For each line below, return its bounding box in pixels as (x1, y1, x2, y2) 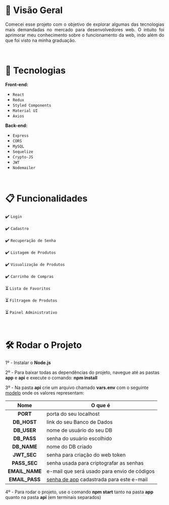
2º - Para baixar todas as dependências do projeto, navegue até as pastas (5, 369, 160, 375)
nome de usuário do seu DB (46, 426, 112, 433)
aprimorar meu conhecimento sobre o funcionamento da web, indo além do (5, 32, 164, 38)
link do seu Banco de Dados (46, 418, 113, 425)
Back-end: (5, 122, 28, 128)
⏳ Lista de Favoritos (5, 285, 50, 291)
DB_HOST (12, 418, 37, 425)
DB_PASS (13, 435, 36, 442)
